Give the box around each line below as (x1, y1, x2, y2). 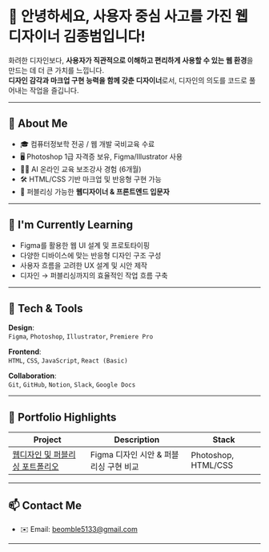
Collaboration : (8, 371, 57, 381)
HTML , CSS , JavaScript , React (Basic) (8, 355, 128, 365)
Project (33, 434, 62, 445)
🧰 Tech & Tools (8, 302, 83, 315)
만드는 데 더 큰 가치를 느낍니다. (8, 65, 105, 75)
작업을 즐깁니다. (29, 85, 79, 95)
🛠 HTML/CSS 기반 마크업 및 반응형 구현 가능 (19, 174, 162, 184)
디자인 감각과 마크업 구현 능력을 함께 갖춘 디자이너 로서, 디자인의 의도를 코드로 (8, 75, 247, 85)
